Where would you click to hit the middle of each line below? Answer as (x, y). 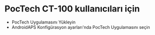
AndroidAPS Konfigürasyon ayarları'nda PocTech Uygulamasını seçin (81, 27)
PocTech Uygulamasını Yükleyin (44, 22)
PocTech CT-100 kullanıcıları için (72, 9)
